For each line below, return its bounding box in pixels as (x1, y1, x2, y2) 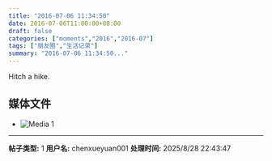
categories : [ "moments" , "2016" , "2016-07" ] (8, 34, 154, 43)
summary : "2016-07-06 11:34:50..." (8, 49, 129, 57)
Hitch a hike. (8, 72, 50, 81)
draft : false (8, 27, 53, 35)
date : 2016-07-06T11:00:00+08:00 (8, 19, 121, 28)
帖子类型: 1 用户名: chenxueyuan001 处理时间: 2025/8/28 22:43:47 (8, 143, 232, 153)
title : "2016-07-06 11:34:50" (8, 11, 111, 20)
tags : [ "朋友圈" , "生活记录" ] (8, 42, 99, 50)
